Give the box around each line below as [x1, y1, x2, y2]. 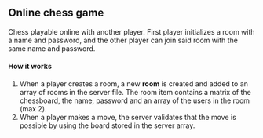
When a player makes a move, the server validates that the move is [19, 113, 237, 122]
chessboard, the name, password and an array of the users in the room [19, 96, 250, 105]
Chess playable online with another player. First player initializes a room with [8, 27, 255, 36]
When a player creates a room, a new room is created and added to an [19, 79, 249, 89]
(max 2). [19, 104, 47, 114]
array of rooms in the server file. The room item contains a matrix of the [19, 88, 251, 97]
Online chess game [8, 6, 104, 20]
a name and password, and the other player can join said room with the [8, 35, 238, 45]
